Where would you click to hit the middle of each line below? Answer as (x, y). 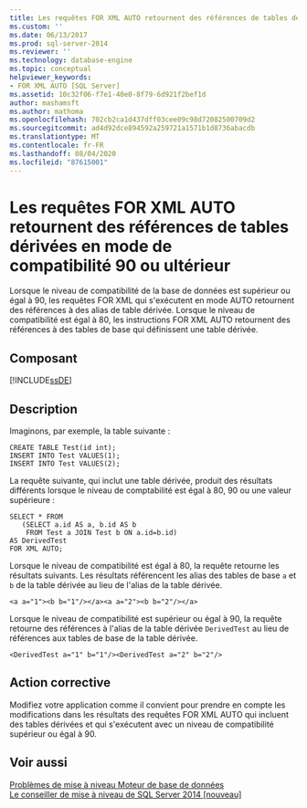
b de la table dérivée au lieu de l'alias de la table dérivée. (116, 585)
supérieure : (32, 500)
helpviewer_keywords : (51, 78)
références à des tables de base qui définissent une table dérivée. (134, 330)
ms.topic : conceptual (51, 69)
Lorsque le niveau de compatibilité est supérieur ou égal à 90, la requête (146, 619)
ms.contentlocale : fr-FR (57, 145)
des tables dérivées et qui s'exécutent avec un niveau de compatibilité (142, 724)
